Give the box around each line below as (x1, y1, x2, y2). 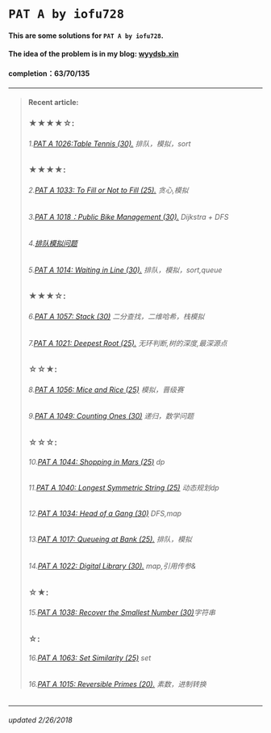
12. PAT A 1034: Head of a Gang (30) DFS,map (27, 508, 182, 518)
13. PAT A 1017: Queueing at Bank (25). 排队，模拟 (27, 534, 192, 544)
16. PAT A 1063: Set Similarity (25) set (27, 653, 152, 663)
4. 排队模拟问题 (27, 238, 78, 248)
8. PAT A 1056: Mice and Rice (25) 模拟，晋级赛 (27, 385, 184, 394)
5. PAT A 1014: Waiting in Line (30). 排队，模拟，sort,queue (27, 265, 223, 275)
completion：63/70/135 (8, 68, 90, 78)
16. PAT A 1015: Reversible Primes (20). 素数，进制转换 (27, 680, 207, 689)
